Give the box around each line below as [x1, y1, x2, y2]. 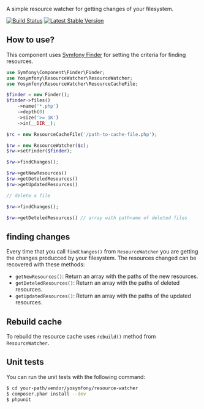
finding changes [6, 231, 70, 242]
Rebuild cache [6, 317, 62, 327]
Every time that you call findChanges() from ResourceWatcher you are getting [6, 248, 198, 255]
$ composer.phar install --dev [6, 391, 86, 397]
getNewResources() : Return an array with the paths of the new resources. [15, 272, 198, 280]
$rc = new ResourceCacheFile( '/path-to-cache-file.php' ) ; [6, 131, 157, 137]
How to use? [6, 35, 55, 45]
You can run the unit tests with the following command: [6, 373, 146, 380]
